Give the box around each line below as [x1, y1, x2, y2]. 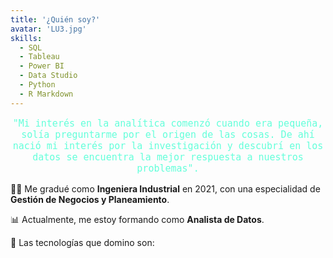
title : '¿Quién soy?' [10, 14, 101, 25]
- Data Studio [19, 71, 78, 81]
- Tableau [19, 52, 60, 62]
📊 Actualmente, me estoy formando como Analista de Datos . [10, 213, 265, 225]
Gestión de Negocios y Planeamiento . [10, 193, 170, 205]
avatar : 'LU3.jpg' [10, 24, 87, 34]
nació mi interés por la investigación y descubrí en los [12, 139, 324, 152]
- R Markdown [19, 89, 74, 99]
